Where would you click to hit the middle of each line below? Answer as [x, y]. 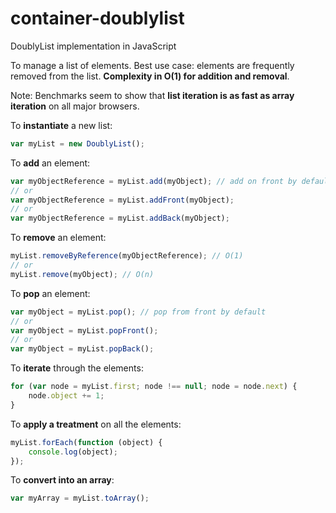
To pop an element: [50, 293]
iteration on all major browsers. [75, 106]
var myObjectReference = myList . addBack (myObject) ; [120, 218]
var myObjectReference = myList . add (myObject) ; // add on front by [154, 181]
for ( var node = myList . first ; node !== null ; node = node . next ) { [154, 387]
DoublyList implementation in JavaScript [93, 46]
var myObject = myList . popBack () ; [82, 349]
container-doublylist [97, 18]
